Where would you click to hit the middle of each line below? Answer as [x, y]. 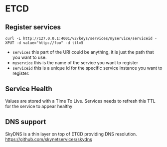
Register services [33, 27]
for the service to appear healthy [39, 106]
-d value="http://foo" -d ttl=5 [50, 43]
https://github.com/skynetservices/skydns [49, 139]
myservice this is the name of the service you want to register [75, 63]
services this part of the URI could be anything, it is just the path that [83, 52]
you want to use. [29, 57]
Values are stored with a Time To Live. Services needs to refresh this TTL [80, 101]
